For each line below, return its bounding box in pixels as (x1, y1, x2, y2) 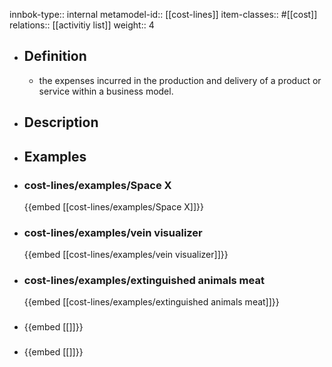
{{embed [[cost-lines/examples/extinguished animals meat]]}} (23, 296, 280, 308)
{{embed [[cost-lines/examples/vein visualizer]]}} (23, 249, 229, 261)
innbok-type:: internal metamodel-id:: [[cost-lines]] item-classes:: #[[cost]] (9, 9, 318, 20)
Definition (23, 48, 87, 65)
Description (23, 114, 99, 131)
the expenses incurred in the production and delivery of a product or (38, 74, 322, 86)
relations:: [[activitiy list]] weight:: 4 (9, 19, 155, 31)
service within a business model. (38, 85, 174, 97)
